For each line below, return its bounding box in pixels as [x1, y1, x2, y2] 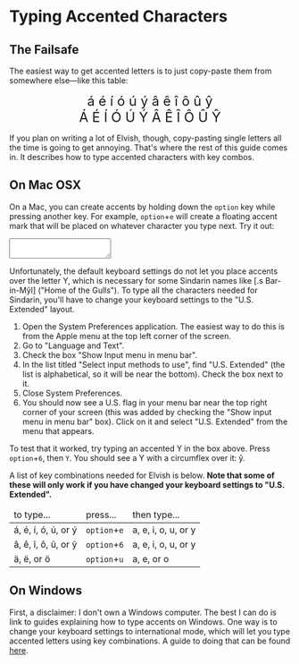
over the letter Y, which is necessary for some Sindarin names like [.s [9, 275, 263, 285]
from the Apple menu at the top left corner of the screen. [21, 330, 232, 341]
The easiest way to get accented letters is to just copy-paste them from [9, 65, 272, 76]
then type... [132, 508, 180, 521]
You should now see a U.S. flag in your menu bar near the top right [21, 396, 268, 408]
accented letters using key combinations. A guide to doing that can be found [9, 635, 291, 646]
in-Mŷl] [9, 285, 37, 295]
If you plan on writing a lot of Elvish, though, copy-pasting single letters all [9, 132, 282, 143]
